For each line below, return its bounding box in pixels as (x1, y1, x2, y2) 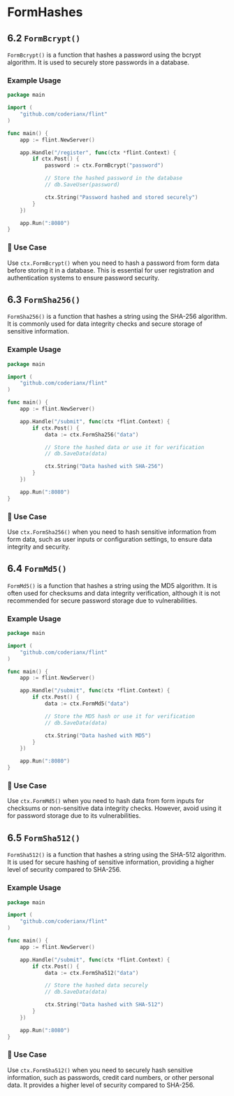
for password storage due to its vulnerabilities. (7, 811, 141, 820)
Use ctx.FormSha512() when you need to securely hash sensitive (7, 1066, 193, 1074)
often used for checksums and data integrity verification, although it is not (7, 589, 221, 597)
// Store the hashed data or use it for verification (44, 444, 205, 451)
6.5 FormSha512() (7, 832, 80, 844)
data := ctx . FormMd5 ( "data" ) (44, 700, 130, 708)
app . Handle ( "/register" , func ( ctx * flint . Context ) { (20, 149, 177, 156)
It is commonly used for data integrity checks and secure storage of (7, 320, 203, 328)
